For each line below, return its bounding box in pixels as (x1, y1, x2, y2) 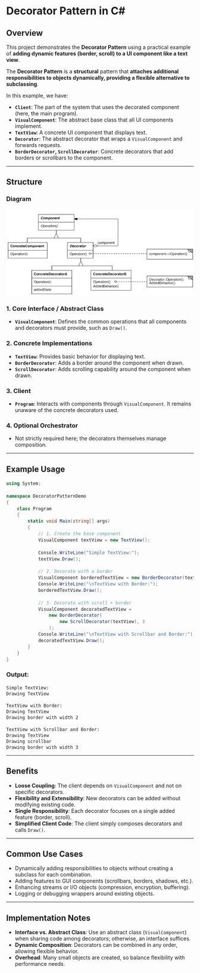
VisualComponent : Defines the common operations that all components (14, 318, 187, 325)
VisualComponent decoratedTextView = (37, 606, 132, 612)
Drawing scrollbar (6, 738, 52, 744)
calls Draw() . (14, 826, 46, 833)
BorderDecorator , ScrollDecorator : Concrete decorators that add (14, 148, 174, 155)
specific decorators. (14, 788, 64, 796)
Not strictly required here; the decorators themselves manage (14, 435, 167, 442)
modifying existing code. (14, 801, 76, 808)
